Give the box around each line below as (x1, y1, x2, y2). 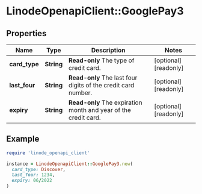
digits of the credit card (68, 81, 135, 89)
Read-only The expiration (68, 98, 142, 107)
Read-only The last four (68, 74, 138, 82)
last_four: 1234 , (11, 172, 55, 178)
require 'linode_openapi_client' (6, 149, 90, 156)
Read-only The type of (68, 56, 135, 64)
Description (91, 46, 126, 54)
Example (6, 134, 40, 144)
